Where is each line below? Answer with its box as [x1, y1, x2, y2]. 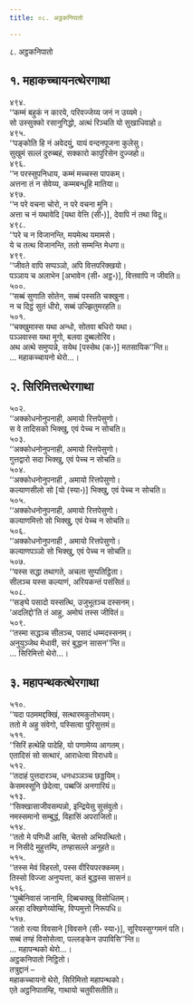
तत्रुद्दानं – [9, 964, 35, 975]
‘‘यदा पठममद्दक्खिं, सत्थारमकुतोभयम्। [9, 709, 115, 720]
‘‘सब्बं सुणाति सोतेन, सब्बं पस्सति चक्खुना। [9, 291, 130, 302]
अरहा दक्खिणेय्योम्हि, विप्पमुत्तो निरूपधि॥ [9, 903, 121, 914]
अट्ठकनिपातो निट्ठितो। [9, 954, 71, 965]
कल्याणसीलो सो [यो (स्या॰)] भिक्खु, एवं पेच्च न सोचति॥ [9, 484, 166, 495]
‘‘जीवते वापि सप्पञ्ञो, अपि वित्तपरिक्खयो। [9, 260, 127, 271]
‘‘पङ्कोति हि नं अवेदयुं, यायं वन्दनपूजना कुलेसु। [9, 138, 144, 149]
